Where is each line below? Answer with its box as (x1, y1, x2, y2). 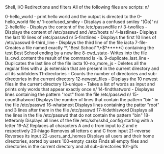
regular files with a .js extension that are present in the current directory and (5, 66, 159, 71)
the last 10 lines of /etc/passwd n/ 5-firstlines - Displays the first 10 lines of (5, 34, 157, 40)
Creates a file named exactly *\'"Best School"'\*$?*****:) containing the (5, 45, 154, 50)
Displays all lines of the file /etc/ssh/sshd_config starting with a (25, 117, 153, 123)
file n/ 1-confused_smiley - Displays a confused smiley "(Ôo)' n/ (29, 19, 159, 24)
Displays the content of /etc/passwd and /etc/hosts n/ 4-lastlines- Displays (5, 29, 157, 35)
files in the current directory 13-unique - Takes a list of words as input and (5, 81, 155, 87)
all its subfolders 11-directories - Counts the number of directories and (5, 71, 147, 76)
